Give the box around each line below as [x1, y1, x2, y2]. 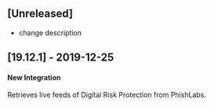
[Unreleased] [7, 7, 74, 20]
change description [18, 28, 82, 37]
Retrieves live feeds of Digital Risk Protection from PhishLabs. [7, 90, 207, 100]
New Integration [7, 72, 61, 82]
